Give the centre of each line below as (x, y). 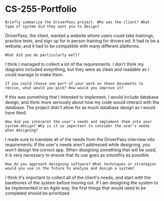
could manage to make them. (35, 74)
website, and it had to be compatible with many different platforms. (73, 46)
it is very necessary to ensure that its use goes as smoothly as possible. (78, 155)
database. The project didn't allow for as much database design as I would (80, 107)
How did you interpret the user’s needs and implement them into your (79, 121)
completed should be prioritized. (38, 193)
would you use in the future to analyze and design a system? (70, 168)
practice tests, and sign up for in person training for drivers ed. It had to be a (82, 41)
